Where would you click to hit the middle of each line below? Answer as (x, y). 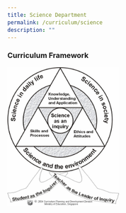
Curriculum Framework (48, 55)
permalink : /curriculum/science (55, 22)
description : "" (31, 30)
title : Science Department (47, 15)
